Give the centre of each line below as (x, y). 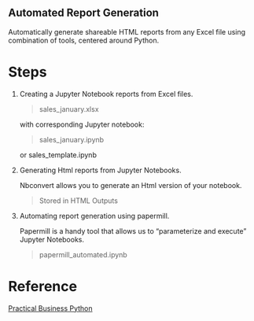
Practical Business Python (50, 308)
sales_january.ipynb (72, 139)
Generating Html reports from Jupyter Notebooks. (101, 170)
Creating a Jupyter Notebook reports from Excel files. (106, 94)
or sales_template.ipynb (58, 155)
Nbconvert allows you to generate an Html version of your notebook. (131, 185)
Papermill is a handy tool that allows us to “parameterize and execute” (133, 231)
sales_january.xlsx (69, 109)
